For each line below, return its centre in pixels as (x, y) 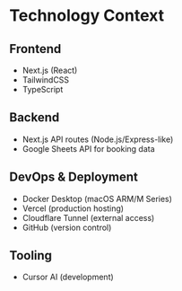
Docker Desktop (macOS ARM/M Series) (97, 198)
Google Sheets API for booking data (88, 148)
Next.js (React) (50, 70)
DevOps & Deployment (74, 177)
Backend (35, 118)
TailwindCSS (46, 80)
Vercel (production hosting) (73, 208)
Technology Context (87, 16)
